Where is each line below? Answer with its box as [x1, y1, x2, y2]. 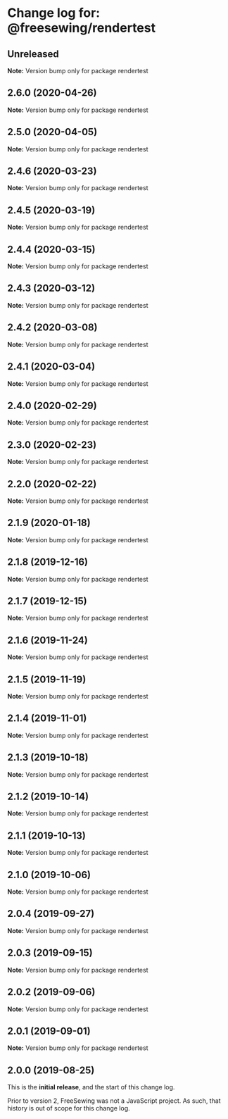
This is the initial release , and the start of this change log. [7, 1083, 175, 1092]
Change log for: [7, 5, 101, 21]
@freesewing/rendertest [7, 20, 156, 36]
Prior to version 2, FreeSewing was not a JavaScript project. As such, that [7, 1096, 221, 1105]
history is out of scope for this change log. [7, 1104, 130, 1113]
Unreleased [7, 48, 60, 60]
